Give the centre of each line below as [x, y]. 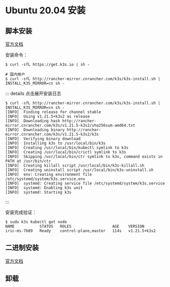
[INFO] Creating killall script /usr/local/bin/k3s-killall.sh [75, 166]
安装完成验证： [21, 212]
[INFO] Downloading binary [35, 130]
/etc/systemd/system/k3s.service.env [45, 179]
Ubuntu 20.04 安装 [46, 10]
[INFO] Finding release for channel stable [53, 112]
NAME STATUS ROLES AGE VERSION [75, 226]
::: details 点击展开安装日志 [33, 93]
